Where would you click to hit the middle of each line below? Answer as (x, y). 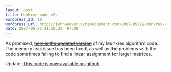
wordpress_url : (21, 24)
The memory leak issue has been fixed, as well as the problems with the (81, 49)
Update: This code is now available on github (52, 64)
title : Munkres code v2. (32, 15)
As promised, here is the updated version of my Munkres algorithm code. (82, 43)
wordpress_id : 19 (24, 19)
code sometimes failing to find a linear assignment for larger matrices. (79, 54)
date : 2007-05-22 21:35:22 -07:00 (42, 29)
